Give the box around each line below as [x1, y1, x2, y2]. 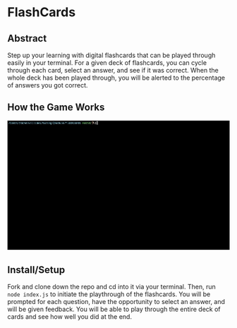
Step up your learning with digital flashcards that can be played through [7, 51, 216, 59]
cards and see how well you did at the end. [7, 312, 133, 321]
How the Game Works [7, 102, 105, 114]
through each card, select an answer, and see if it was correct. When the [7, 66, 219, 74]
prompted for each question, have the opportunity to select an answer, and [7, 297, 226, 305]
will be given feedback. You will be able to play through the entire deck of [7, 305, 221, 313]
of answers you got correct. [7, 81, 88, 89]
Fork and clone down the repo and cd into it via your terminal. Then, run [7, 282, 217, 291]
